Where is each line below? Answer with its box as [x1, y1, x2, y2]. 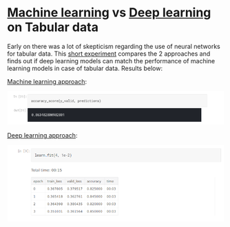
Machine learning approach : [7, 77, 87, 85]
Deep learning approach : [7, 131, 78, 140]
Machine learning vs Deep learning [7, 5, 211, 21]
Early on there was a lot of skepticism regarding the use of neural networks [7, 42, 220, 50]
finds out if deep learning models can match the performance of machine [7, 56, 216, 65]
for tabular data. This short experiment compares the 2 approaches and [7, 50, 211, 58]
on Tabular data [7, 19, 98, 35]
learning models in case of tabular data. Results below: [7, 64, 163, 72]
